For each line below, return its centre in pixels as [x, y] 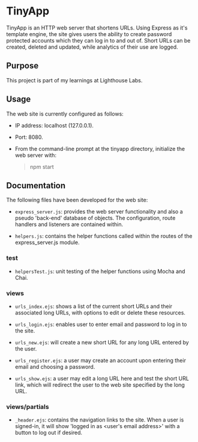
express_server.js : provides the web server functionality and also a [99, 212]
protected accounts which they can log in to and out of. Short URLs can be [98, 40]
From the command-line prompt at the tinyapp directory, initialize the [100, 149]
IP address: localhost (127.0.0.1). [54, 125]
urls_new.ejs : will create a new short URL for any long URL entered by [102, 342]
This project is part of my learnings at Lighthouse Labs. [74, 80]
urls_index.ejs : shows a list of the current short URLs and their [94, 306]
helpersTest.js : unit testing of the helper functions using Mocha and [100, 271]
